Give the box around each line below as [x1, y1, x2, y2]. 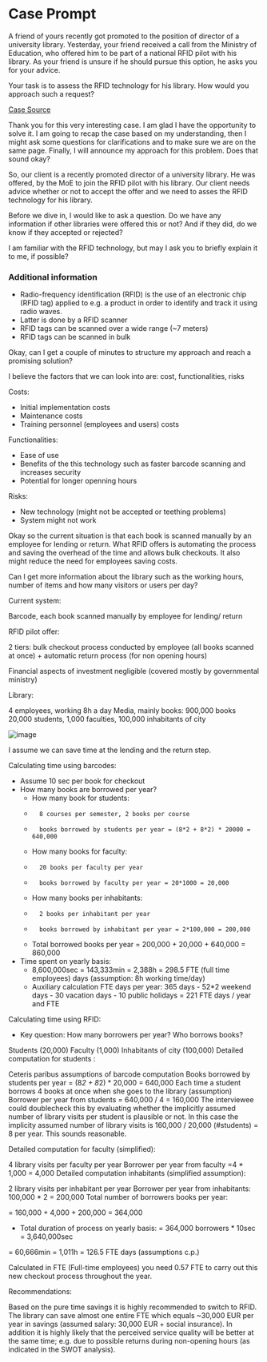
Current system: [8, 596, 62, 606]
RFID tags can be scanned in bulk [19, 333, 131, 342]
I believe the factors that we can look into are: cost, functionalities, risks [8, 372, 245, 381]
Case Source [8, 105, 51, 114]
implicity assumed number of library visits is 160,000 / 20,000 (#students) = [8, 1121, 258, 1130]
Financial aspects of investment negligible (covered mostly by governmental [8, 667, 260, 676]
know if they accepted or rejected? [8, 227, 123, 237]
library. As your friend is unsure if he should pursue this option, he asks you [8, 57, 257, 66]
